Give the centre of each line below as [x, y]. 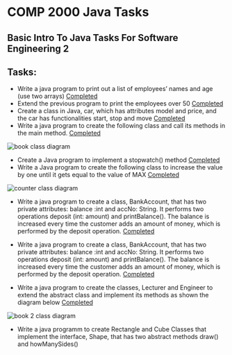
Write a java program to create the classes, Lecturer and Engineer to [115, 288]
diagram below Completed [55, 302]
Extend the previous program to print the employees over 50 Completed [120, 104]
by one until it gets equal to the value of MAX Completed [98, 175]
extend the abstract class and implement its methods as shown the [113, 295]
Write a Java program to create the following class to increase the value [120, 167]
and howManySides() [48, 344]
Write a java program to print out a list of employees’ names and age [115, 89]
